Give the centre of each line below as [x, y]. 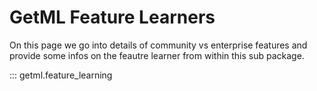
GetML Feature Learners [112, 17]
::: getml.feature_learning [61, 75]
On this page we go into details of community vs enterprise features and [158, 45]
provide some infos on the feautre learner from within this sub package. [157, 55]
